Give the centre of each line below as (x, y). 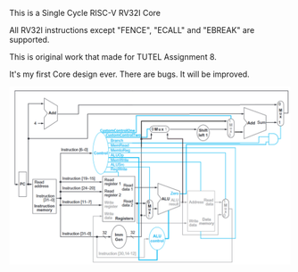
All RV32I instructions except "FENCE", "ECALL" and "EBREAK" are (132, 30)
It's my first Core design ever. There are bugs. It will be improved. (129, 74)
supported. (29, 40)
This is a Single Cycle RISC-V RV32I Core (85, 13)
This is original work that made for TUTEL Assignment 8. (113, 57)
